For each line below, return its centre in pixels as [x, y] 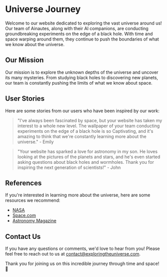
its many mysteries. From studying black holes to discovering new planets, [82, 77]
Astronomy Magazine [34, 221]
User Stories [25, 99]
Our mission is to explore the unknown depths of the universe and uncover [82, 72]
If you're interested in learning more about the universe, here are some [78, 195]
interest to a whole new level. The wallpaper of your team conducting [88, 126]
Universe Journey [43, 9]
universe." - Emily [35, 142]
